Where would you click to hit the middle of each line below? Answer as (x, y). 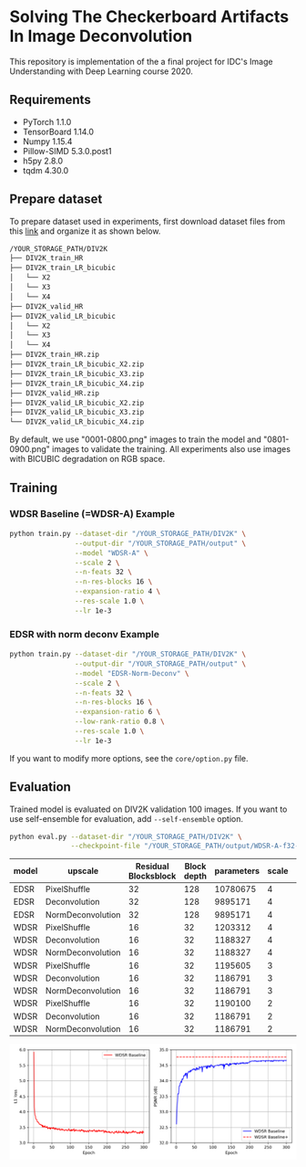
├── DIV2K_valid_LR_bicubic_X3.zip (77, 413)
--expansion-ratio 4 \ (117, 592)
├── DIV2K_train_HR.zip (55, 355)
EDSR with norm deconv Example (84, 634)
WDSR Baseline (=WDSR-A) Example (92, 513)
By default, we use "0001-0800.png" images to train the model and (135, 439)
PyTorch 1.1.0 (47, 121)
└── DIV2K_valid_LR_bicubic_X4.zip (77, 422)
